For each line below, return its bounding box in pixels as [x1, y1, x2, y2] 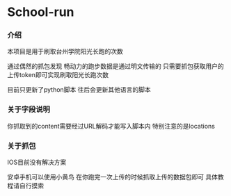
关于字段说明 [7, 105, 51, 115]
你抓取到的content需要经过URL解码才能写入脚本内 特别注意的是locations [7, 122, 216, 130]
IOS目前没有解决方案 [7, 158, 67, 167]
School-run [7, 4, 74, 20]
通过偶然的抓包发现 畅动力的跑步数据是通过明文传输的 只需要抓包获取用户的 [7, 62, 224, 70]
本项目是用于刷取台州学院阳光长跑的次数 [7, 47, 123, 56]
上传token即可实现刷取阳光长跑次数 [7, 71, 109, 79]
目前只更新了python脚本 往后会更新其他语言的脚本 [7, 85, 151, 94]
